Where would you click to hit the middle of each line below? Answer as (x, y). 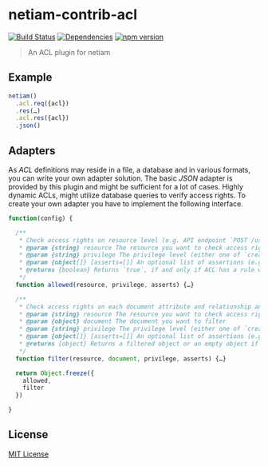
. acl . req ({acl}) (42, 103)
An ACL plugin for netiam (69, 52)
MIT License (29, 454)
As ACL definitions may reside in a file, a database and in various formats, (130, 169)
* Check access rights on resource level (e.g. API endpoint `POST (133, 240)
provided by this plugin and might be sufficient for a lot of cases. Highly (126, 186)
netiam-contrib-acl (73, 15)
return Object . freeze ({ (55, 373)
